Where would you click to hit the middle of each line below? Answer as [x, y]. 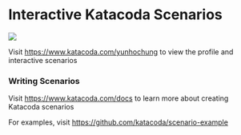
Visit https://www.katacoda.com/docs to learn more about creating [118, 98]
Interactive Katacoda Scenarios [115, 15]
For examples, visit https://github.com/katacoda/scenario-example [118, 122]
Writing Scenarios [44, 81]
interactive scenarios [43, 60]
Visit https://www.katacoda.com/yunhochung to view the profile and [121, 52]
